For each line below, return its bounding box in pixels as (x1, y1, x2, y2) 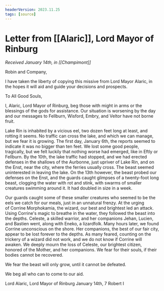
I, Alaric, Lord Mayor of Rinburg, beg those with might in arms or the (5, 103, 142, 108)
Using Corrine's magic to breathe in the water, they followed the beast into (5, 211, 155, 216)
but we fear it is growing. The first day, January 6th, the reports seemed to (5, 138, 156, 144)
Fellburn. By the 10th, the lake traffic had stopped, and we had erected (5, 154, 147, 160)
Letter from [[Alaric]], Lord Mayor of (5, 33, 154, 44)
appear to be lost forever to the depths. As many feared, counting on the (5, 231, 151, 237)
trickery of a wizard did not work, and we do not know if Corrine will (5, 237, 142, 242)
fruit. (5, 118, 15, 124)
